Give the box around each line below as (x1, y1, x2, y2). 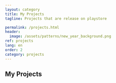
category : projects (5, 52, 44, 57)
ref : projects (5, 38, 34, 44)
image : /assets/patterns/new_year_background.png (9, 34, 111, 39)
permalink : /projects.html (5, 25, 59, 30)
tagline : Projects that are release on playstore (5, 16, 107, 21)
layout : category (5, 7, 40, 12)
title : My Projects (5, 12, 44, 17)
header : (5, 30, 21, 34)
